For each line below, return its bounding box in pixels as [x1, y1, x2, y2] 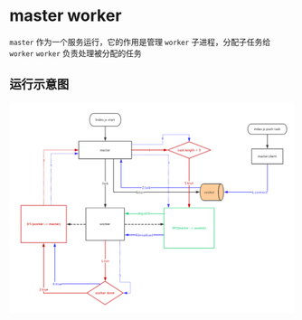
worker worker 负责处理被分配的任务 [9, 47, 142, 59]
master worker [9, 5, 122, 26]
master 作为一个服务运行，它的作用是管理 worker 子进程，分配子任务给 [9, 36, 271, 47]
